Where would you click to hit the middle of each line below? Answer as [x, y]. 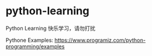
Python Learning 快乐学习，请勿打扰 [50, 28]
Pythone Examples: [29, 40]
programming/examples [35, 46]
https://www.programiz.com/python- [100, 40]
